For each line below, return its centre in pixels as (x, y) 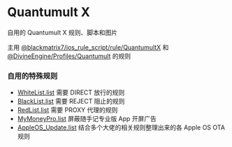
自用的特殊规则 (32, 76)
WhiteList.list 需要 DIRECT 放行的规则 (71, 92)
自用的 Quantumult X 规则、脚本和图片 (63, 32)
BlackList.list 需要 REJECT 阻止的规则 (71, 101)
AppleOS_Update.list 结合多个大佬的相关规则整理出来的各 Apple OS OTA (121, 127)
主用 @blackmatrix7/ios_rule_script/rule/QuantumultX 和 (88, 47)
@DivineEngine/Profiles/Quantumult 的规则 (69, 56)
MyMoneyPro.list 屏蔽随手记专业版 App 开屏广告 (87, 119)
